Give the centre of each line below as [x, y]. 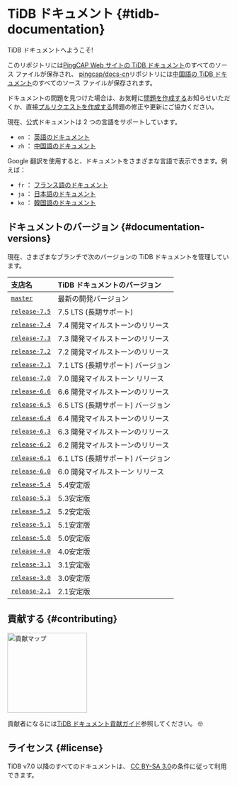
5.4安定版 [74, 485]
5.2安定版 [74, 511]
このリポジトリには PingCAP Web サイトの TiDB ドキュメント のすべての [111, 65]
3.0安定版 [74, 578]
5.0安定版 [74, 538]
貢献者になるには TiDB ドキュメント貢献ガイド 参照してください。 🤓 [105, 724]
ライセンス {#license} [56, 748]
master [22, 298]
